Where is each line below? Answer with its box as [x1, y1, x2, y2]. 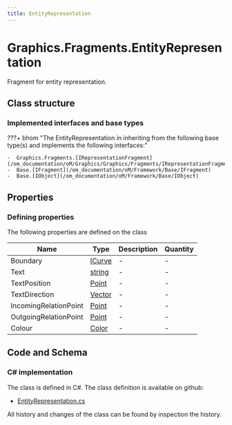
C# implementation [7, 368, 73, 377]
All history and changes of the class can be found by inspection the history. [7, 410, 222, 418]
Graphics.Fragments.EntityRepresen [7, 39, 222, 55]
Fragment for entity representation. [7, 77, 107, 86]
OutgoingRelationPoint [10, 312, 84, 321]
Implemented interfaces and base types [7, 118, 144, 128]
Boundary [10, 256, 43, 265]
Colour [10, 323, 33, 332]
